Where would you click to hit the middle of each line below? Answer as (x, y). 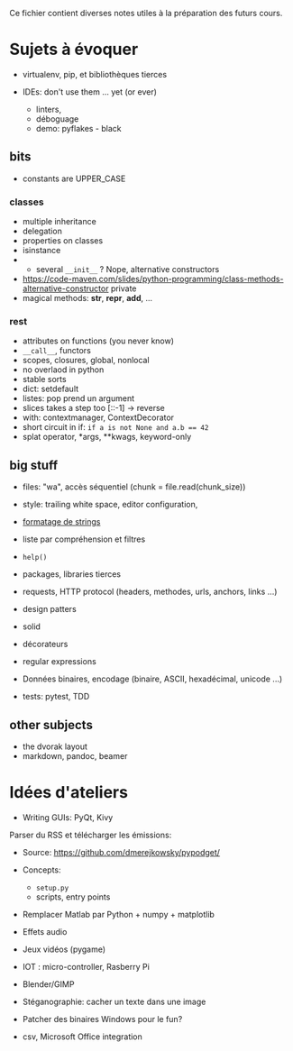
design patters (49, 609)
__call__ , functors (57, 351)
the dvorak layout (55, 746)
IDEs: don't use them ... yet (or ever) (90, 91)
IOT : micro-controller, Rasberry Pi (86, 966)
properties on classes (63, 241)
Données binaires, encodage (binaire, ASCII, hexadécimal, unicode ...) (152, 679)
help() (35, 558)
